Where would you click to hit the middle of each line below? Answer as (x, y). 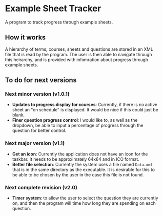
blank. (18, 115)
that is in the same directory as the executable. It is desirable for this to (83, 170)
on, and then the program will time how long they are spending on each (84, 203)
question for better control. (39, 130)
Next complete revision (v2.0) (41, 187)
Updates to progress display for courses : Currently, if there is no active (85, 105)
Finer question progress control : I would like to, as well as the (75, 120)
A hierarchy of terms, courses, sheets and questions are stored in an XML (79, 49)
